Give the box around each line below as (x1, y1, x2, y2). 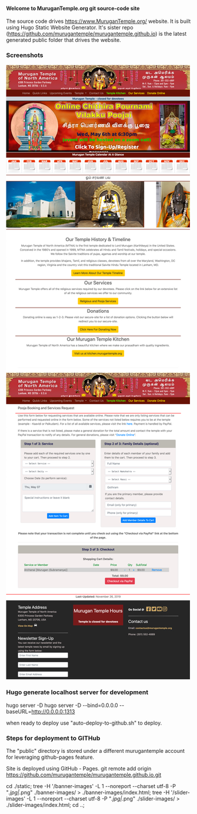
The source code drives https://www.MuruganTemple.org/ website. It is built (6, 18, 191, 25)
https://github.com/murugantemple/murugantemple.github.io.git (6, 771, 162, 779)
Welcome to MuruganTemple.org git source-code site (6, 5, 140, 12)
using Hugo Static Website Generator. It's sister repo (6, 24, 133, 31)
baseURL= (6, 708, 32, 715)
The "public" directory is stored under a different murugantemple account (6, 748, 185, 755)
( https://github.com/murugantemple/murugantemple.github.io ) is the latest (6, 30, 187, 38)
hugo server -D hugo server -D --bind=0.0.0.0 (6, 702, 119, 709)
